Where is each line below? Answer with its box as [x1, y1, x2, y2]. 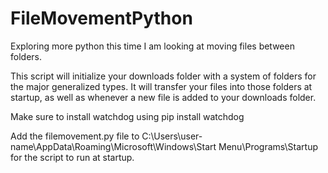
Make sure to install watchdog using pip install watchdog [10, 110, 245, 122]
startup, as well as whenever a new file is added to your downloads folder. [10, 91, 317, 103]
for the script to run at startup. [10, 151, 135, 163]
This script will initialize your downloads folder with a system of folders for [10, 70, 317, 82]
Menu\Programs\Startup [218, 140, 319, 152]
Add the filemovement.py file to [10, 130, 140, 142]
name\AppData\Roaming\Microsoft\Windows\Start [10, 140, 217, 152]
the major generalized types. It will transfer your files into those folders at [10, 80, 313, 92]
